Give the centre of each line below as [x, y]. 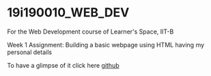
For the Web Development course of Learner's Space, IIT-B [90, 31]
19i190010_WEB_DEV [68, 13]
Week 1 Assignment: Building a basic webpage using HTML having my [106, 45]
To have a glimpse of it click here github [63, 65]
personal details [30, 52]
